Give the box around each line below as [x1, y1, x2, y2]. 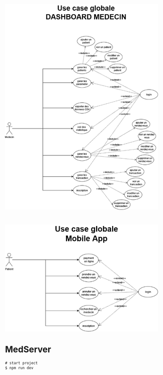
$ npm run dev [5, 365, 34, 370]
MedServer [5, 344, 51, 355]
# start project [5, 360, 38, 365]
